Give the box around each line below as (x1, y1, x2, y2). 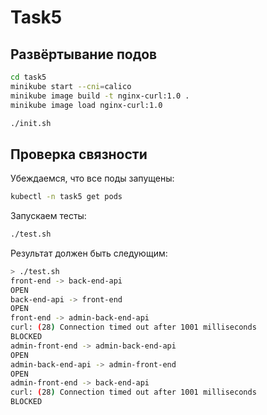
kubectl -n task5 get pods (10, 192, 123, 202)
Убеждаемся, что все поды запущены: (10, 172, 175, 185)
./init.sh (10, 118, 52, 128)
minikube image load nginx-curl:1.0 (10, 100, 163, 110)
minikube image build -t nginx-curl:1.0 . (10, 91, 190, 101)
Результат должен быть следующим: (10, 247, 168, 259)
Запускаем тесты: (10, 210, 87, 222)
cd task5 (10, 72, 47, 82)
